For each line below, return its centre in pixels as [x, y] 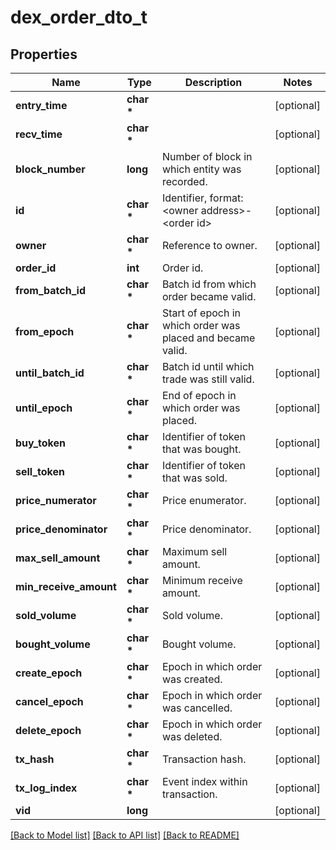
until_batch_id [50, 373]
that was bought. [201, 449]
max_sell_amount [58, 558]
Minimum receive [202, 580]
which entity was [201, 169]
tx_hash [35, 759]
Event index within [204, 781]
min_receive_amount [66, 586]
